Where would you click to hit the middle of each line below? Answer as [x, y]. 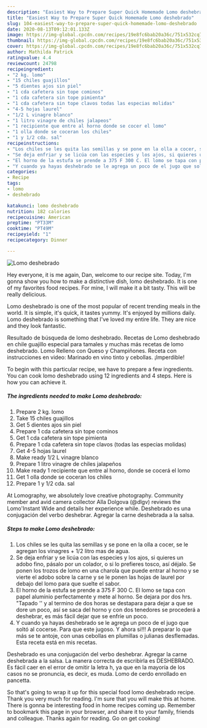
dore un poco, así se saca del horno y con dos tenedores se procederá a [108, 610]
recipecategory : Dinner [37, 240]
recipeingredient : [30, 69]
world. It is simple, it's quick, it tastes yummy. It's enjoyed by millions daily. [101, 312]
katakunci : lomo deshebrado [43, 206]
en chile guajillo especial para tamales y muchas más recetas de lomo [95, 344]
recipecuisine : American [39, 217]
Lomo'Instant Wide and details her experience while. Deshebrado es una [99, 508]
